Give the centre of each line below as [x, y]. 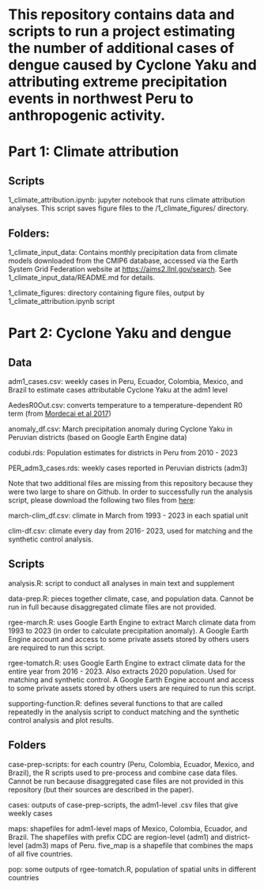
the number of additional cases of [121, 48]
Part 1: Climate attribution [94, 152]
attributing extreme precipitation [118, 82]
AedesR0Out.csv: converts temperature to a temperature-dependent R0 [125, 405]
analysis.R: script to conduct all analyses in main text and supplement [121, 583]
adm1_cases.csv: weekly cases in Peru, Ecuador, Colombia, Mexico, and [126, 381]
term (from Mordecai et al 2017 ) [60, 414]
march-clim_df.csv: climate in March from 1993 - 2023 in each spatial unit [128, 515]
